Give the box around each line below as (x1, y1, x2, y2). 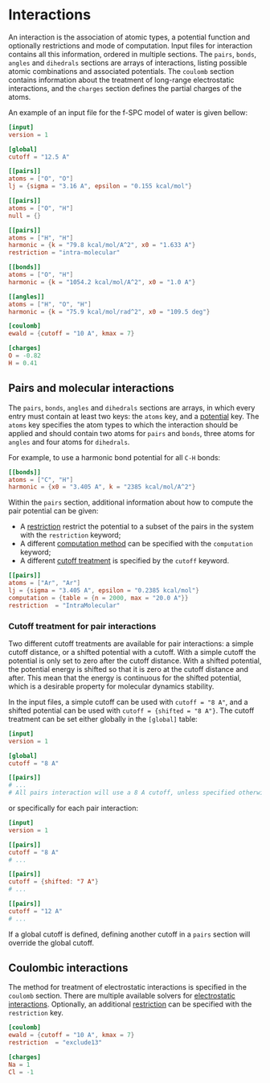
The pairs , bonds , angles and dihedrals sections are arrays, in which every (8, 402, 256, 412)
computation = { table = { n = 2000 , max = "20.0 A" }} (8, 594, 189, 602)
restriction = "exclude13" (8, 1039, 103, 1047)
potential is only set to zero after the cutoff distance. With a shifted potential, (8, 656, 262, 665)
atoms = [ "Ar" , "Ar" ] (8, 579, 81, 587)
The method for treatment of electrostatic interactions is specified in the (8, 982, 247, 992)
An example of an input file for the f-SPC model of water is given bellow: (8, 107, 248, 117)
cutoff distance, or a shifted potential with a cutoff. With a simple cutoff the (8, 647, 256, 657)
